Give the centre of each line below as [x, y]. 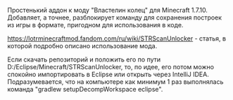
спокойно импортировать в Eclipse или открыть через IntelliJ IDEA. [108, 74]
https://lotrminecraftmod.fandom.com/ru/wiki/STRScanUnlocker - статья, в [117, 38]
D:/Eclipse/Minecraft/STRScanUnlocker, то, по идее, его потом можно [111, 67]
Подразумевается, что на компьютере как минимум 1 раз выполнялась [115, 82]
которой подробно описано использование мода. [82, 46]
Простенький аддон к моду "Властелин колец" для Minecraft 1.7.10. [107, 10]
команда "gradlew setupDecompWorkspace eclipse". [85, 89]
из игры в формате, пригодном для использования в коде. [95, 25]
